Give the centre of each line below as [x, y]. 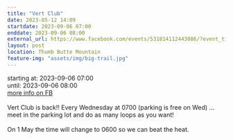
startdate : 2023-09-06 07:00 [49, 26]
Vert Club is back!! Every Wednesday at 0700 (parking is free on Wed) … [111, 107]
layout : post [26, 46]
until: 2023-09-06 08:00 [42, 85]
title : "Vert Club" [35, 13]
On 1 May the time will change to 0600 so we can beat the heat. [98, 129]
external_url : [28, 39]
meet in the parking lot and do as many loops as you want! [91, 114]
